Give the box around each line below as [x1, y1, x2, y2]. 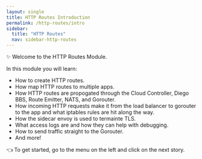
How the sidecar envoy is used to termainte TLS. [14, 115, 136, 122]
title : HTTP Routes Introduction [6, 14, 90, 20]
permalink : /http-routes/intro [6, 20, 85, 26]
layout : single [6, 8, 45, 15]
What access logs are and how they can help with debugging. [14, 121, 169, 128]
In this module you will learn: [6, 65, 77, 72]
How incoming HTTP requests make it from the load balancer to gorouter [14, 103, 197, 109]
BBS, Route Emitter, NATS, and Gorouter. [14, 96, 116, 103]
